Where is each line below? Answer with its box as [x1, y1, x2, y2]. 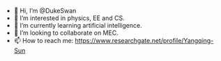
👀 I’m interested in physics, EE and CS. [13, 14, 125, 22]
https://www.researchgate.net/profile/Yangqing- [75, 37, 214, 44]
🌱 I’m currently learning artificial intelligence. [13, 21, 142, 29]
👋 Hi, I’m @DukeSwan [13, 7, 77, 15]
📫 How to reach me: [13, 37, 74, 44]
